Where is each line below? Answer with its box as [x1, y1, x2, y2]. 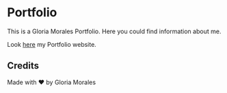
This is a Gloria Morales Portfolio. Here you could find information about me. [7, 27, 222, 35]
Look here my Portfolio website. [7, 40, 97, 48]
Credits [7, 60, 40, 72]
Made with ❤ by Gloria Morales [7, 78, 96, 86]
